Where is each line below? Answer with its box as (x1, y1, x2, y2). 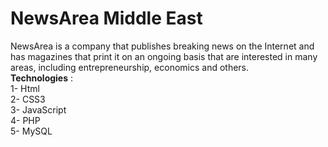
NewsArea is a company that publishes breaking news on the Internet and (10, 40, 315, 52)
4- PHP (10, 114, 41, 126)
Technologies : (10, 72, 74, 84)
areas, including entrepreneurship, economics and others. (10, 61, 250, 73)
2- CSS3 (10, 93, 46, 105)
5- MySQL (10, 125, 53, 137)
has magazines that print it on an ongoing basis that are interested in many (10, 50, 318, 62)
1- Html (10, 82, 40, 94)
